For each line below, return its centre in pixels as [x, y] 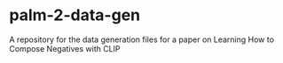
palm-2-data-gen [75, 15]
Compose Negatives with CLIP [65, 48]
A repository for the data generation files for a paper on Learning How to [142, 39]
